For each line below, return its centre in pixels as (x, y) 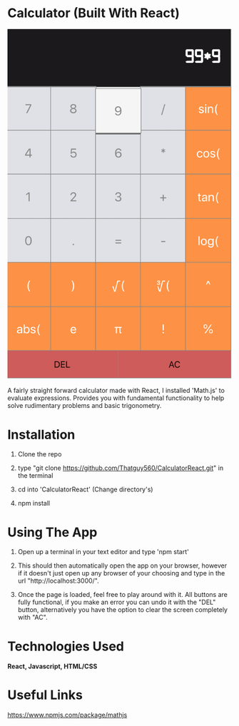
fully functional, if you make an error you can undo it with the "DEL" (117, 602)
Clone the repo (40, 454)
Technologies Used (66, 646)
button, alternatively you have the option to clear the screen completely (123, 610)
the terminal (35, 476)
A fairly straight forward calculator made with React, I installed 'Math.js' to (116, 391)
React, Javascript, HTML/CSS (52, 666)
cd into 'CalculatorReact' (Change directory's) (85, 489)
